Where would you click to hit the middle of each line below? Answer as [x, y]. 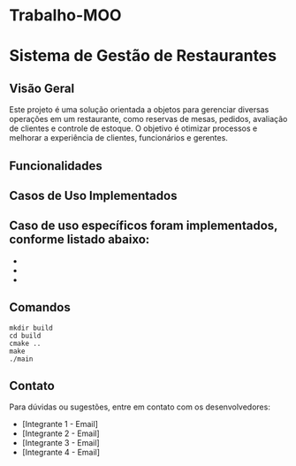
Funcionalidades [56, 166]
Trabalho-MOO [65, 15]
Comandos [40, 307]
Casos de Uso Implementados [93, 195]
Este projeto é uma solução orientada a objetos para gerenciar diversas [139, 110]
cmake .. [25, 343]
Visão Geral [42, 88]
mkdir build [31, 328]
